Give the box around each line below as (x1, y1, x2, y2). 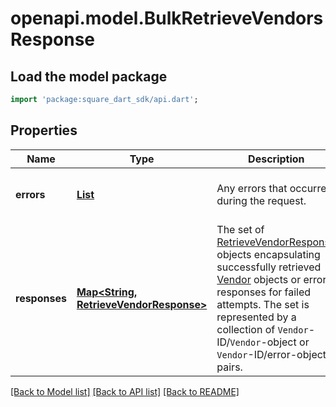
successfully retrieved (216, 260, 322, 274)
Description (248, 152, 305, 166)
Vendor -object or (229, 335, 310, 349)
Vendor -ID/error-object (216, 347, 327, 361)
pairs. (216, 360, 243, 374)
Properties (10, 122, 78, 139)
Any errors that (216, 181, 288, 195)
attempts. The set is (216, 297, 310, 311)
